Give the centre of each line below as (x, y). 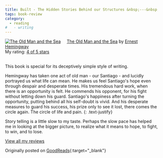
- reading (19, 23)
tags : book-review (24, 14)
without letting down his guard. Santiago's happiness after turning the (75, 97)
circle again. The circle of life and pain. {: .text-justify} (59, 112)
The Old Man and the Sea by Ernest (102, 41)
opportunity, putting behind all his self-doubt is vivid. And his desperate (77, 102)
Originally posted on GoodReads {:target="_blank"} (56, 151)
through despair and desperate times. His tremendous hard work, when (76, 86)
